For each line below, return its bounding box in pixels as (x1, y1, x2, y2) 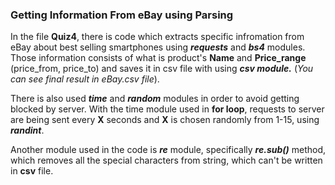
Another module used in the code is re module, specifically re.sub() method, (10, 144, 326, 156)
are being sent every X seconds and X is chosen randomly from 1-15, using (10, 114, 320, 126)
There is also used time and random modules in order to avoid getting (10, 93, 300, 105)
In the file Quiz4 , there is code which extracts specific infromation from (10, 31, 305, 43)
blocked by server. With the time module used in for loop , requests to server (10, 103, 325, 115)
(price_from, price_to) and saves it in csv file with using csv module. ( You (10, 63, 314, 75)
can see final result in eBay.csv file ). (10, 73, 160, 85)
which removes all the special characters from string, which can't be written (10, 154, 323, 167)
